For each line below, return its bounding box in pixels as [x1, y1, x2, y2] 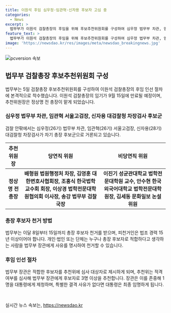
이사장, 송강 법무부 [44, 193, 87, 200]
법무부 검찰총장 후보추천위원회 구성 [5, 72, 109, 80]
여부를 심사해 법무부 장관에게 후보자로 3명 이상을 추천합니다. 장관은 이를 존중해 [5, 275, 161, 281]
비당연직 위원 [118, 152, 148, 159]
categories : [5, 12, 31, 17]
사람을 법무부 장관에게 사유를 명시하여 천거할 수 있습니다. [10, 242, 124, 248]
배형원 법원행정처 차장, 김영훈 [24, 170, 91, 177]
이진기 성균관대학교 [103, 170, 147, 177]
